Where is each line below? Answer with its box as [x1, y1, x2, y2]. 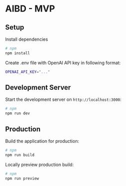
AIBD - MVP [5, 3, 55, 15]
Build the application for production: [5, 138, 79, 144]
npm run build [5, 152, 35, 157]
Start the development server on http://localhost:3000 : [5, 96, 121, 103]
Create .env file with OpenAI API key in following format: [5, 60, 121, 66]
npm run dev [5, 111, 30, 116]
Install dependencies [5, 36, 48, 42]
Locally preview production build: [5, 161, 74, 167]
